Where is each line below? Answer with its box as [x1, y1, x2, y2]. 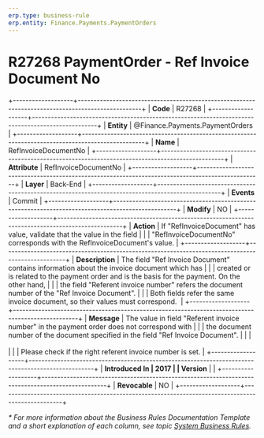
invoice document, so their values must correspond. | [8, 297, 184, 306]
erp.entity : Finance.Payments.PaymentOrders [8, 19, 157, 27]
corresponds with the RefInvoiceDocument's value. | [8, 238, 179, 248]
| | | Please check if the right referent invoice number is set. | [8, 347, 205, 357]
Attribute [8, 163, 39, 172]
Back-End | [50, 179, 87, 189]
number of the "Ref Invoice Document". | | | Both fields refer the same [8, 289, 235, 298]
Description [76, 255, 116, 264]
